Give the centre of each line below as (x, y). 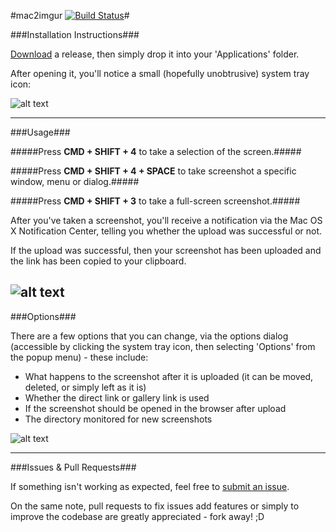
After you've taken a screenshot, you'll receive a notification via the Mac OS (166, 220)
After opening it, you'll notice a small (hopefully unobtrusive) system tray (160, 73)
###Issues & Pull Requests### (73, 467)
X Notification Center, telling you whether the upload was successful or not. (166, 231)
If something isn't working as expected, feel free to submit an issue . (150, 486)
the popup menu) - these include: (79, 357)
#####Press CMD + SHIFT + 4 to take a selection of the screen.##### (156, 151)
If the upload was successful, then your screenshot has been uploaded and (166, 250)
